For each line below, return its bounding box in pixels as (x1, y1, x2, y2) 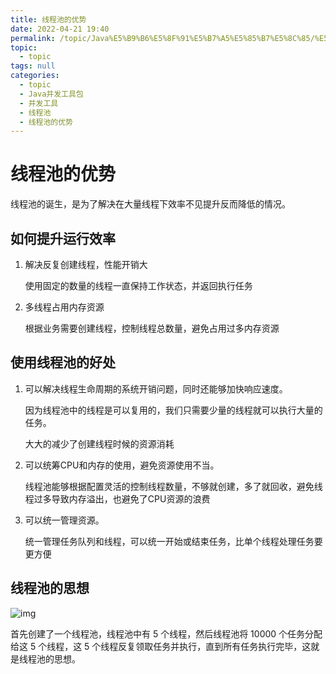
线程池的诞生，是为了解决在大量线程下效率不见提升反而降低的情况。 (10, 198, 291, 210)
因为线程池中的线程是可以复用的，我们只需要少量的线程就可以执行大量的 (24, 404, 323, 416)
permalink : (10, 33, 56, 43)
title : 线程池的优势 (10, 14, 87, 25)
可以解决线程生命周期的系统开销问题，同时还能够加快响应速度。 (24, 382, 288, 395)
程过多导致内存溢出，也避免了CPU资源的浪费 (24, 492, 211, 505)
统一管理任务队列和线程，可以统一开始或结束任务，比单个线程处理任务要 (24, 535, 323, 547)
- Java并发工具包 (19, 89, 84, 99)
